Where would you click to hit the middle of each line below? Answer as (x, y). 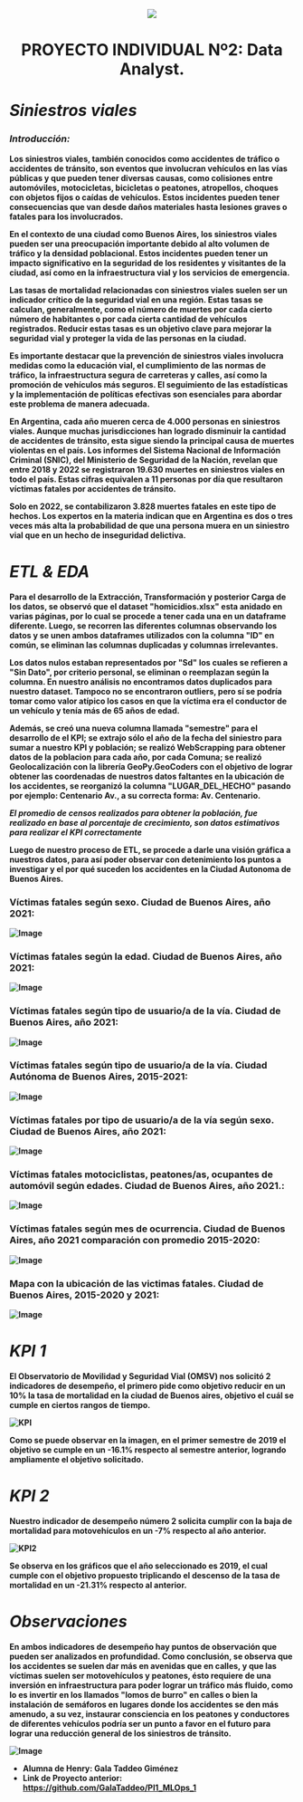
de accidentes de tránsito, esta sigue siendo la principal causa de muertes (152, 440)
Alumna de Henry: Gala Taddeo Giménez (100, 1768)
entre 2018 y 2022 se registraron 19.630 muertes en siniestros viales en (147, 469)
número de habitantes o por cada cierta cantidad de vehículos (128, 319)
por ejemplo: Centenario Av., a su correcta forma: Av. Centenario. (135, 795)
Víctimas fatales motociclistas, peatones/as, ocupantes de (141, 1174)
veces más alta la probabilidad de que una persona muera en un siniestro (149, 525)
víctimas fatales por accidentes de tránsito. (93, 488)
